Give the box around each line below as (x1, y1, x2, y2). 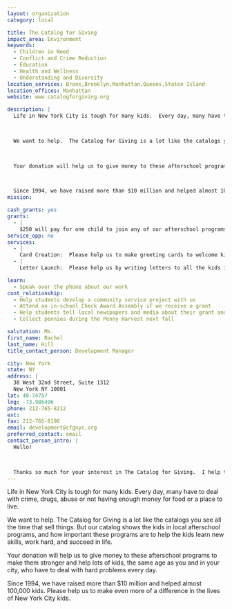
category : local (7, 17, 54, 24)
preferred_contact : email (7, 431, 81, 438)
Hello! (13, 443, 32, 450)
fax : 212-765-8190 (7, 418, 60, 425)
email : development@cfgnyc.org (7, 424, 97, 432)
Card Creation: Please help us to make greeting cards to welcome (19, 251, 217, 258)
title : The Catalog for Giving (7, 29, 97, 36)
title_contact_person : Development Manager (7, 347, 135, 354)
